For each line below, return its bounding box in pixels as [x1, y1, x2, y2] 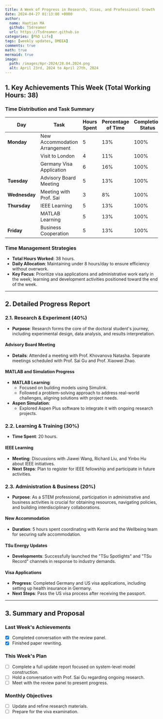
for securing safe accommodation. [12, 531, 81, 537]
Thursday [7, 202, 31, 209]
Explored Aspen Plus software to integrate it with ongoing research [19, 405, 154, 411]
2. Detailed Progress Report [5, 300, 90, 308]
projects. [19, 411, 37, 416]
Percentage [101, 118, 130, 125]
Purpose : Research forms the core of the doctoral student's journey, [12, 325, 149, 331]
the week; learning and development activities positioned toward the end [12, 276, 158, 282]
